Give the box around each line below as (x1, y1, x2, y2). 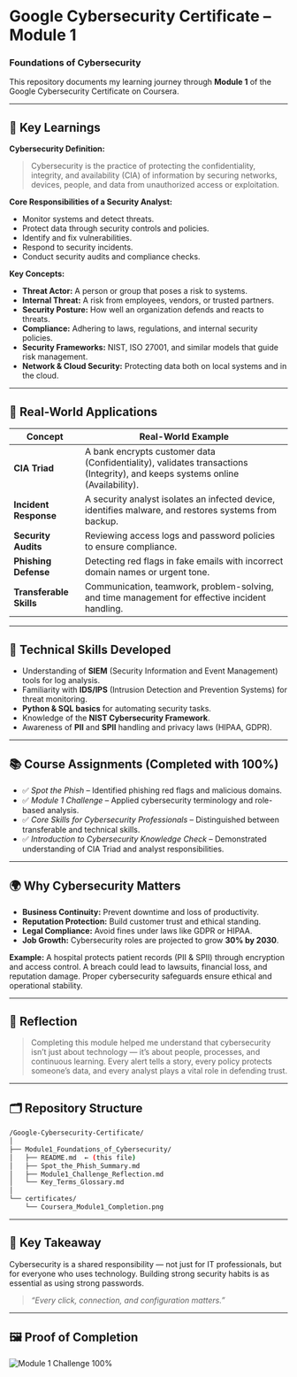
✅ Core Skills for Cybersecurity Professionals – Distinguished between (21, 814, 280, 825)
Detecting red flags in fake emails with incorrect (84, 555, 284, 567)
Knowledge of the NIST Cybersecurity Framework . (21, 712, 210, 723)
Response (13, 510, 57, 522)
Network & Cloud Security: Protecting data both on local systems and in (21, 361, 287, 372)
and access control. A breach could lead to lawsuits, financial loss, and (9, 961, 268, 972)
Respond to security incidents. (21, 242, 133, 253)
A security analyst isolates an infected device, (84, 493, 276, 505)
